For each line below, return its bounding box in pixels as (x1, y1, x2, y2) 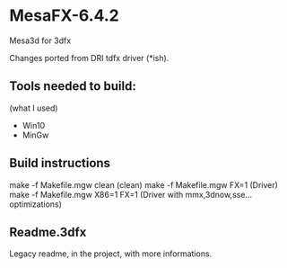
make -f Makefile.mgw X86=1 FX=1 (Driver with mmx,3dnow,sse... (9, 189, 253, 200)
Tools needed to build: (9, 78, 136, 94)
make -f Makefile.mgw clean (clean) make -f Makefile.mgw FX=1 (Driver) (9, 179, 278, 190)
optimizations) (9, 199, 63, 210)
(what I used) (9, 103, 58, 113)
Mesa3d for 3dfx (9, 35, 72, 46)
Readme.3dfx (9, 224, 87, 239)
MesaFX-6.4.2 (9, 5, 119, 26)
